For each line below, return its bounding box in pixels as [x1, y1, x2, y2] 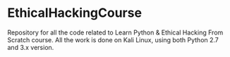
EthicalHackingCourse [7, 5, 143, 21]
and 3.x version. [7, 43, 54, 51]
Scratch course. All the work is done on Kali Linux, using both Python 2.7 [7, 35, 219, 44]
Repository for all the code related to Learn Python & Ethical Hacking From [7, 28, 224, 37]
